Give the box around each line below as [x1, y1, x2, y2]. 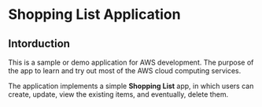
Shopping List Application [8, 6, 181, 24]
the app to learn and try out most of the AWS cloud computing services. [8, 66, 242, 76]
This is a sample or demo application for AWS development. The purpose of [8, 57, 254, 67]
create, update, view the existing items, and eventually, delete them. [8, 90, 229, 99]
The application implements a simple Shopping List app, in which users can [8, 81, 254, 90]
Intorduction [8, 37, 71, 50]
